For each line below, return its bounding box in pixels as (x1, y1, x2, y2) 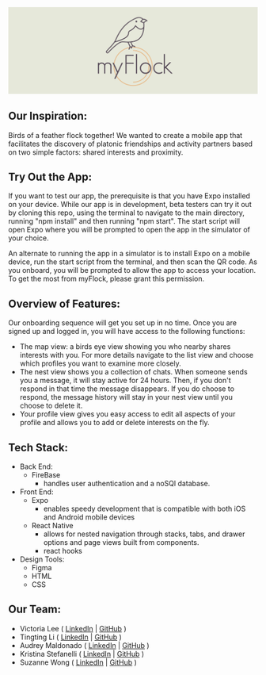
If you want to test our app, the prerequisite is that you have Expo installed (8, 191, 251, 201)
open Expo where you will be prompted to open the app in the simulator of (8, 225, 251, 235)
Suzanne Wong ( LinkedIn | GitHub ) (19, 658, 137, 667)
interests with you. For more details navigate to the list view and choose (19, 351, 254, 360)
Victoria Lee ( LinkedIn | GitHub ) (19, 623, 127, 633)
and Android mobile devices (43, 512, 135, 522)
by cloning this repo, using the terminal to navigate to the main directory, (8, 208, 245, 217)
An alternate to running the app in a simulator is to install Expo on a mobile (8, 249, 251, 259)
